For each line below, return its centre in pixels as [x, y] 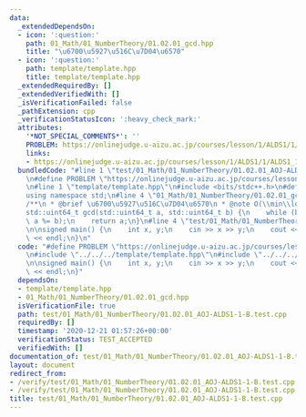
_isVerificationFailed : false [75, 102]
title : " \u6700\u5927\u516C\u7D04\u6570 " [105, 52]
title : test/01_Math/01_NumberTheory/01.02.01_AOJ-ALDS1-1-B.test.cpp [146, 399]
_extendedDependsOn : [56, 26]
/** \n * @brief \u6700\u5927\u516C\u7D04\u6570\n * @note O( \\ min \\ [158, 204]
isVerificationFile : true [67, 306]
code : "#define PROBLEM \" [69, 247]
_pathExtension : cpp [56, 111]
